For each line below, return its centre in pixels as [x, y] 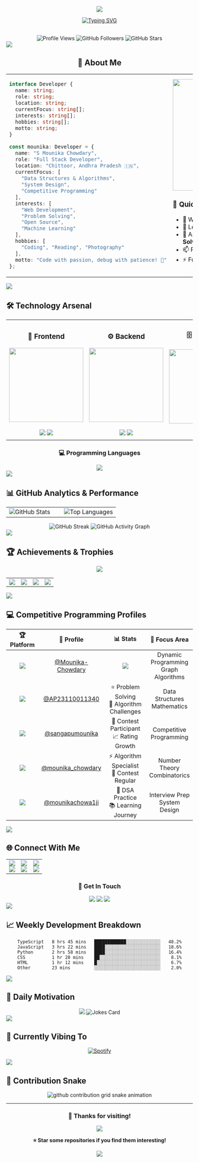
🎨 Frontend [46, 336]
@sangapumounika [71, 734]
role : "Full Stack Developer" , [59, 159]
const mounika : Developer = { [52, 147]
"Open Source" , [42, 222]
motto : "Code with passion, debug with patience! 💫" [91, 260]
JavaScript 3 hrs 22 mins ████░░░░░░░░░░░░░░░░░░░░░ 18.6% [99, 947]
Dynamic [170, 654]
